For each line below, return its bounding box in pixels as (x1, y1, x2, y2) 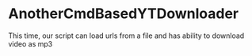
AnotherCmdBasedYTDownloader (8, 5, 239, 23)
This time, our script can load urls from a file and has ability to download (8, 31, 245, 40)
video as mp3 (8, 39, 53, 48)
